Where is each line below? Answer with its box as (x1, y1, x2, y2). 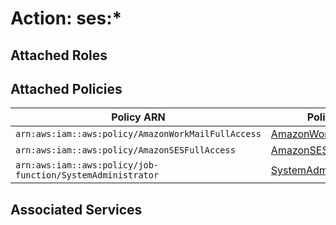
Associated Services (10, 201, 143, 218)
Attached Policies (10, 80, 123, 97)
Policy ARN (111, 110, 166, 124)
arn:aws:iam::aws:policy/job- (15, 160, 160, 171)
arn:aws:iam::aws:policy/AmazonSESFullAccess (15, 145, 236, 156)
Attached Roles (10, 47, 108, 64)
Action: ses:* (10, 7, 123, 30)
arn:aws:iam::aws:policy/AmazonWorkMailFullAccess (15, 128, 262, 140)
